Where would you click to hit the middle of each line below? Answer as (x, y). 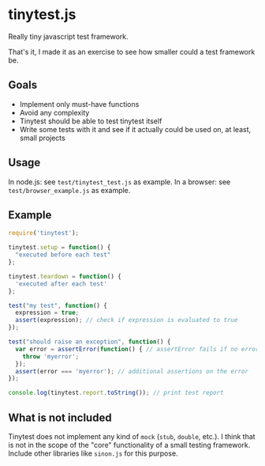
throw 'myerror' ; (51, 356)
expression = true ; (47, 313)
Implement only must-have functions (79, 104)
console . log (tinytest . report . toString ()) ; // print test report (116, 393)
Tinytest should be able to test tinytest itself (91, 121)
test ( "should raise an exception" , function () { (90, 342)
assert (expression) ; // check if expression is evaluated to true (127, 320)
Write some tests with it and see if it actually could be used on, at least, (135, 129)
